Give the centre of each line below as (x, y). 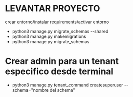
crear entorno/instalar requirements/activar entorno (57, 22)
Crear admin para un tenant (62, 61)
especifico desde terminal (59, 72)
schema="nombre (30, 90)
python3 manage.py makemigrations (49, 36)
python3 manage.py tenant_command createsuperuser (67, 85)
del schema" (62, 90)
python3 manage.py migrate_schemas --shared (60, 31)
